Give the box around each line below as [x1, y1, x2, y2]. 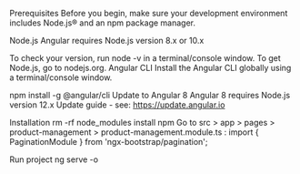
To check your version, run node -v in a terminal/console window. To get [9, 53, 282, 63]
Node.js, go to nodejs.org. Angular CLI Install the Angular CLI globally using [9, 63, 292, 73]
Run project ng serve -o [9, 154, 98, 165]
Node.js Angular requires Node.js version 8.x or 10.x [9, 36, 205, 46]
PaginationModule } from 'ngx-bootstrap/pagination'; [9, 137, 208, 147]
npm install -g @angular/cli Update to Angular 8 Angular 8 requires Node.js [9, 90, 291, 100]
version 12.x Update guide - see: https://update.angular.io [9, 99, 225, 110]
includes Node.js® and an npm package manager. [9, 17, 196, 28]
